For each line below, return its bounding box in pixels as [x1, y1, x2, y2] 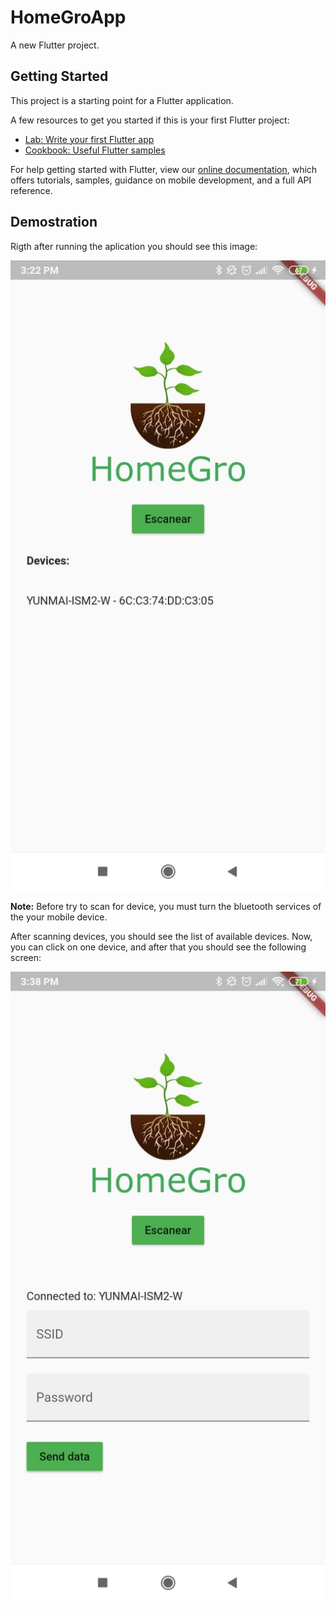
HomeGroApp [10, 6, 127, 29]
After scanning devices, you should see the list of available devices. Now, [10, 930, 313, 942]
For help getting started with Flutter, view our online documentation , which [10, 163, 318, 175]
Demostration [10, 214, 98, 231]
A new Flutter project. [10, 39, 100, 51]
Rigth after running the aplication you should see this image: [10, 240, 258, 252]
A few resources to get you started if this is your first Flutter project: [10, 114, 290, 126]
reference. [10, 184, 53, 196]
